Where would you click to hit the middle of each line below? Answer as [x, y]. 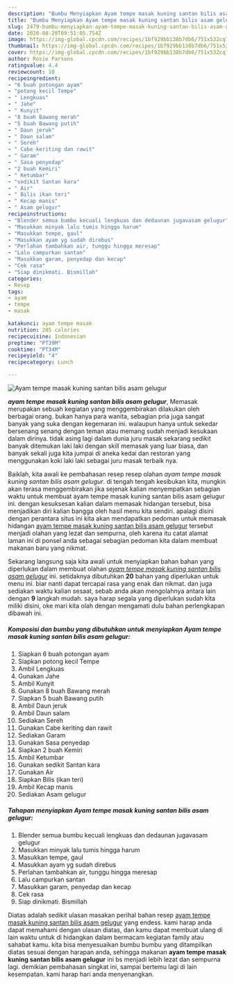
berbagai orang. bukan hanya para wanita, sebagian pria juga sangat [106, 416]
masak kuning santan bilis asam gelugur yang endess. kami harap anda [110, 922]
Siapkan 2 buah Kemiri [50, 750]
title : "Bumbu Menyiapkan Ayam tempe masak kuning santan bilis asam [111, 20]
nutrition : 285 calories [44, 330]
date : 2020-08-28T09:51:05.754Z [55, 33]
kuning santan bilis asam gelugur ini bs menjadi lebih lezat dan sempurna [114, 959]
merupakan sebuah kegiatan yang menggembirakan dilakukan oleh [104, 409]
